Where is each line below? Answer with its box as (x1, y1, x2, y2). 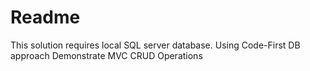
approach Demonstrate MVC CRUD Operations (10, 49, 203, 61)
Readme (10, 6, 81, 29)
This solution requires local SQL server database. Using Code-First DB (10, 39, 301, 51)
